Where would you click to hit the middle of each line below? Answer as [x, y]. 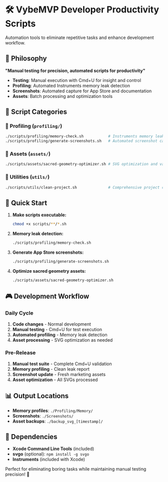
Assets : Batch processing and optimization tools [62, 96]
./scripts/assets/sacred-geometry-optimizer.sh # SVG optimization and [81, 164]
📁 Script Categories [36, 112]
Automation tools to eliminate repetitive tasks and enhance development [79, 37]
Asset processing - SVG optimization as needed [62, 340]
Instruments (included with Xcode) [49, 460]
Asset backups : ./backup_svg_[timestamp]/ [58, 421]
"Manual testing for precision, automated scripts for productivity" [75, 70]
